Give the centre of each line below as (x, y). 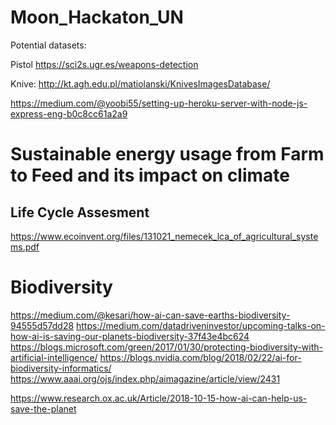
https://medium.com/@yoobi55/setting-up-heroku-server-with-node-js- (159, 103)
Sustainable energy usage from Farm (167, 154)
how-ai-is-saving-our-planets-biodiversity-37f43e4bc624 (130, 336)
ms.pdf (25, 247)
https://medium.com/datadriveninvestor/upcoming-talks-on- (201, 325)
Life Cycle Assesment (80, 212)
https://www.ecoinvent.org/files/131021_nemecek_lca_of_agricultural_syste (164, 236)
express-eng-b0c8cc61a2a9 (69, 113)
